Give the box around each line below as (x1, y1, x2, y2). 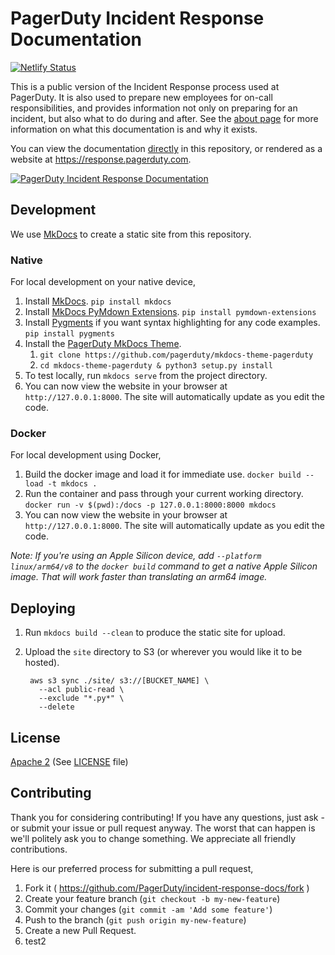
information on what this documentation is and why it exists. (10, 123, 258, 135)
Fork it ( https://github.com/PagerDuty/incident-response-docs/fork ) (24, 882, 310, 894)
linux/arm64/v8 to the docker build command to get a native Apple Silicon (10, 560, 318, 572)
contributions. (10, 843, 68, 855)
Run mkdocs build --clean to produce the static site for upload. (24, 627, 286, 639)
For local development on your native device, (10, 276, 197, 288)
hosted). (24, 657, 60, 669)
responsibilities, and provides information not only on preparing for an (10, 102, 298, 114)
